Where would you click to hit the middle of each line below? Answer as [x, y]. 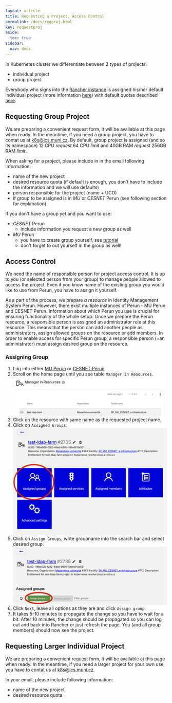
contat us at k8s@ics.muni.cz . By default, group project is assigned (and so [85, 140]
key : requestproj [24, 27]
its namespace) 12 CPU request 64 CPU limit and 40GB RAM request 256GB [86, 145]
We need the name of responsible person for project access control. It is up [85, 274]
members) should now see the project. [54, 630]
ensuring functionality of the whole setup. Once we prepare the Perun [79, 317]
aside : [12, 33]
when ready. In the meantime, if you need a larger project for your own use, [85, 664]
